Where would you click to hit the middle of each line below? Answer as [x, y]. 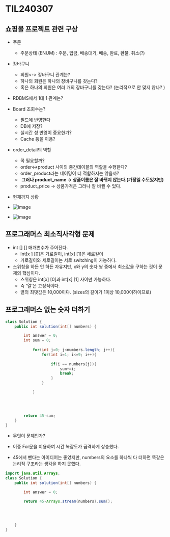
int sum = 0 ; [37, 340]
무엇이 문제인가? [29, 436]
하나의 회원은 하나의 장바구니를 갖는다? [59, 81]
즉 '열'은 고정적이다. [40, 285]
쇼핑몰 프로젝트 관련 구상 [41, 29]
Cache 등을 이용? [38, 139]
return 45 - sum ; [40, 416]
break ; [67, 373]
